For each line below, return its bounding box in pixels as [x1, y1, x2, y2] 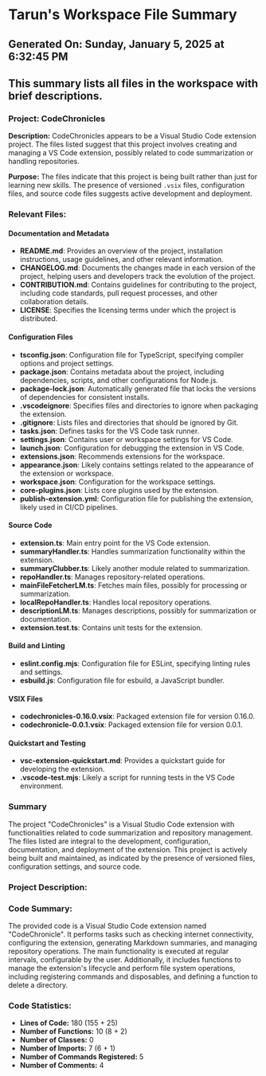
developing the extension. [19, 765, 105, 774]
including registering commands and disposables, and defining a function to [8, 972, 258, 981]
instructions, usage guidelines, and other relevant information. [19, 255, 225, 264]
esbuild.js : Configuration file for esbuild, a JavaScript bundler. [19, 675, 225, 685]
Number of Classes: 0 [19, 1035, 94, 1045]
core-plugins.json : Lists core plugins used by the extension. [19, 485, 219, 495]
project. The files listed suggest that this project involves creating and [8, 139, 237, 149]
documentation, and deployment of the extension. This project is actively [8, 844, 248, 854]
